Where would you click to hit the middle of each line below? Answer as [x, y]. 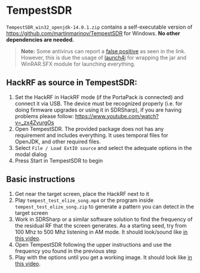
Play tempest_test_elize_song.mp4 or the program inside [84, 200]
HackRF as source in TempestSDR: [72, 83]
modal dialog [31, 154]
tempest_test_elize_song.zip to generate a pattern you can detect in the [104, 206]
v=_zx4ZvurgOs [34, 122]
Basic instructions [41, 180]
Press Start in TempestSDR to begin [59, 160]
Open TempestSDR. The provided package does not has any [89, 128]
